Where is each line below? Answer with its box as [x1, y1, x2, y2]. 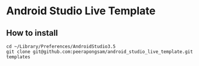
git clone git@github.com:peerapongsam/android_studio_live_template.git [6, 49, 194, 55]
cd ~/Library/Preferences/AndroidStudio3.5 [6, 43, 116, 49]
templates [6, 54, 31, 60]
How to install [6, 28, 58, 38]
